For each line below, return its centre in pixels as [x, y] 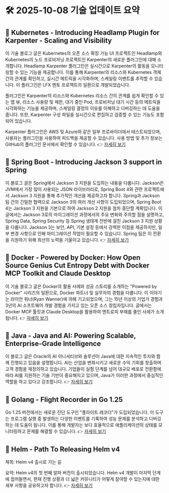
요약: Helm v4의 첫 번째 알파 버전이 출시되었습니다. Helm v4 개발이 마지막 [78, 473]
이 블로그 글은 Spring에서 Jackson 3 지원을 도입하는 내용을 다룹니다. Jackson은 [84, 183]
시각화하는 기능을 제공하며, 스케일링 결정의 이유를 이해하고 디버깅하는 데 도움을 [83, 108]
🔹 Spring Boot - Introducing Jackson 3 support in [84, 162]
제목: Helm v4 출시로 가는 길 [33, 462]
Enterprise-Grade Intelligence [53, 344]
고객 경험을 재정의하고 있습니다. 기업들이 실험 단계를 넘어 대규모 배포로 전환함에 [83, 369]
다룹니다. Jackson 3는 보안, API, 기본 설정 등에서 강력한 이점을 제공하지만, [84, 227]
